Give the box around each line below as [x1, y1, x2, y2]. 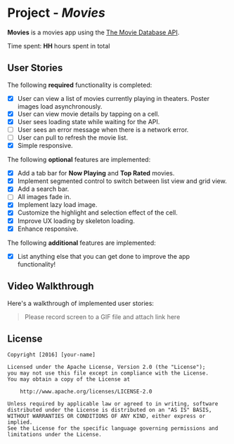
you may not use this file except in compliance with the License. [7, 370, 209, 377]
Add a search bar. [17, 184, 70, 194]
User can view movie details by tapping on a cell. [17, 109, 160, 118]
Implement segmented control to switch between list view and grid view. [17, 177, 227, 185]
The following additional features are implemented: [7, 238, 156, 247]
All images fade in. [17, 193, 72, 201]
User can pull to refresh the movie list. [17, 133, 129, 142]
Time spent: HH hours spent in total [7, 41, 110, 50]
